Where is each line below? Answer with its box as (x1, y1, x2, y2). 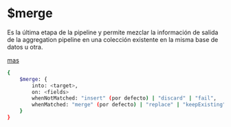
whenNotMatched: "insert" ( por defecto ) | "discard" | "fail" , (32, 95, 217, 102)
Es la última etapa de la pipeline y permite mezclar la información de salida (7, 28, 219, 36)
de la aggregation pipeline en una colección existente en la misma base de (7, 35, 219, 43)
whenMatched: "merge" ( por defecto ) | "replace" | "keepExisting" (32, 102, 226, 108)
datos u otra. (7, 43, 43, 51)
